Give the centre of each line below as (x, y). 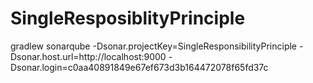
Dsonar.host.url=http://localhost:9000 (88, 56)
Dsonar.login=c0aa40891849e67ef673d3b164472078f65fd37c (139, 67)
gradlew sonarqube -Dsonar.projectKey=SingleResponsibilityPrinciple (154, 46)
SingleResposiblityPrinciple (128, 18)
